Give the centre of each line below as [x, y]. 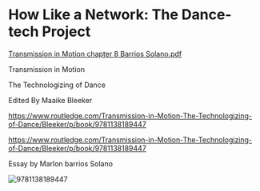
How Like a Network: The [93, 15]
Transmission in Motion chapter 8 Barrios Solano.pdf [95, 54]
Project [66, 32]
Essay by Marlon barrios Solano [61, 163]
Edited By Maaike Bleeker [50, 100]
